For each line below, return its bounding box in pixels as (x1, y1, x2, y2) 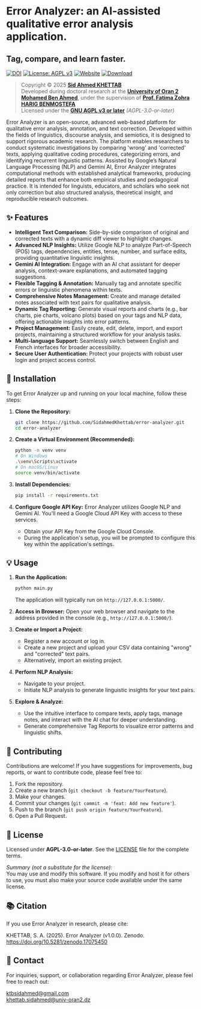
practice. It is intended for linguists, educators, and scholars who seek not (6, 182, 190, 189)
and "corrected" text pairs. (23, 651, 90, 658)
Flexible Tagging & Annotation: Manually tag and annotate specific (14, 280, 182, 287)
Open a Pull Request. (14, 812, 67, 820)
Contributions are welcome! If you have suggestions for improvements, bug (6, 762, 193, 770)
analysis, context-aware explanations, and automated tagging (14, 266, 168, 274)
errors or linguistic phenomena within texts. (14, 286, 123, 293)
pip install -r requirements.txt (14, 492, 99, 498)
